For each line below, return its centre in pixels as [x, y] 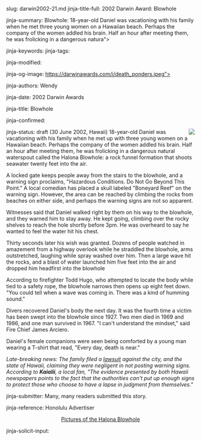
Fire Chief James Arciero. [38, 329]
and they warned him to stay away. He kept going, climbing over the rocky [98, 219]
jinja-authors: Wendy [32, 85]
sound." [16, 299]
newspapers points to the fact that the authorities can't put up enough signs [100, 378]
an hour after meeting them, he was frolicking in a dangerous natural [91, 151]
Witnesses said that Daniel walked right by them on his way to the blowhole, [100, 212]
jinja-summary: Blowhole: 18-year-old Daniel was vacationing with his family [100, 20]
